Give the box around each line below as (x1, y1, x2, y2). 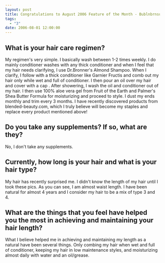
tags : (5, 16, 16, 21)
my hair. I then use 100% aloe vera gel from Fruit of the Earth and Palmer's (5, 88, 156, 94)
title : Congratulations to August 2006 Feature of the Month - (5, 12, 137, 17)
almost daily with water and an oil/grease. (5, 252, 89, 258)
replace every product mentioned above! (5, 108, 87, 114)
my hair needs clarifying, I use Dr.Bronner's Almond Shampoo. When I (5, 67, 146, 73)
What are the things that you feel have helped (5, 208, 147, 216)
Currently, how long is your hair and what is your (5, 158, 157, 166)
